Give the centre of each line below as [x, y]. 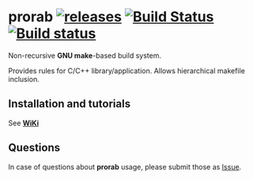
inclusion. [24, 79]
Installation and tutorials [70, 104]
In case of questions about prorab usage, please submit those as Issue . [125, 166]
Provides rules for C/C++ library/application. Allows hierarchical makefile [126, 70]
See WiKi [24, 123]
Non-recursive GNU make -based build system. [85, 55]
